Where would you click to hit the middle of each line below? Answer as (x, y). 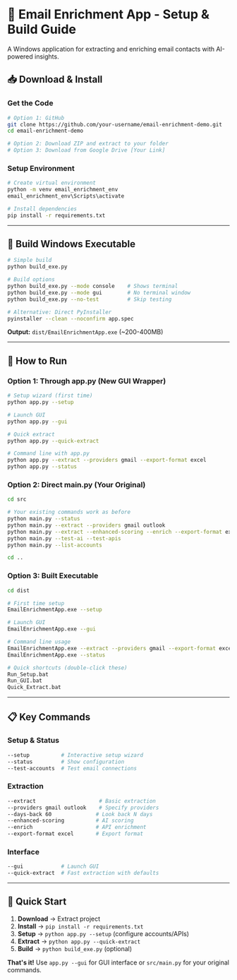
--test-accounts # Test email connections (72, 768)
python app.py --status (42, 467)
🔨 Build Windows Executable (72, 244)
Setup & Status (34, 741)
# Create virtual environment (52, 183)
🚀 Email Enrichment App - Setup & (108, 14)
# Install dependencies (42, 209)
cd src (17, 500)
